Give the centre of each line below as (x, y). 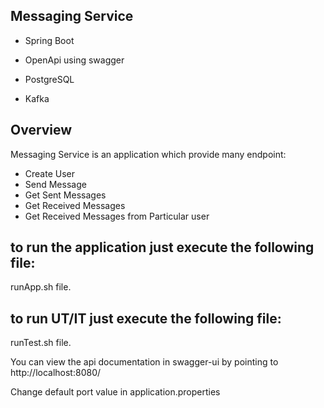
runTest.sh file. (41, 343)
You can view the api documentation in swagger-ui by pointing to (144, 362)
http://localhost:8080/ (56, 373)
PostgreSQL (49, 79)
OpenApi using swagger (74, 60)
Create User (50, 173)
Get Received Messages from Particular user (117, 216)
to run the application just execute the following (162, 247)
